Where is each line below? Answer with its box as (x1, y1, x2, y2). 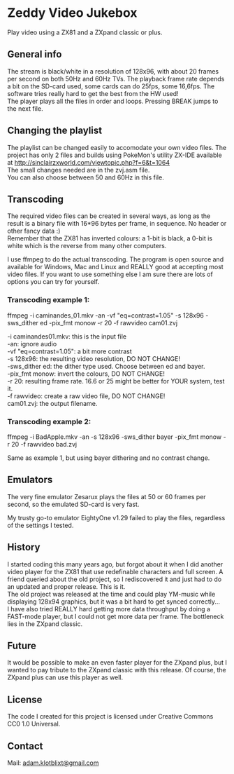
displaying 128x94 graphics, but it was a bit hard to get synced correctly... (7, 597, 221, 606)
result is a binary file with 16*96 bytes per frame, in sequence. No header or (7, 219, 227, 228)
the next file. (7, 104, 43, 113)
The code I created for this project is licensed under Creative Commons (7, 712, 214, 721)
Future (7, 639, 37, 651)
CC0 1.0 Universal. (7, 720, 61, 728)
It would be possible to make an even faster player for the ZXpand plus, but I (7, 658, 227, 667)
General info (7, 48, 62, 60)
